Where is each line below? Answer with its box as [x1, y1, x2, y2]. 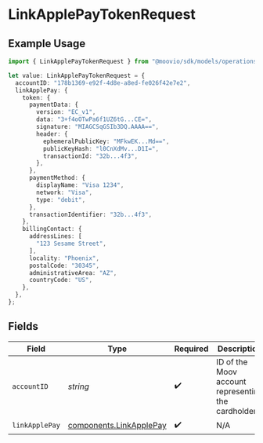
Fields [8, 320, 39, 333]
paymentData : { [28, 101, 79, 109]
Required [174, 343, 209, 354]
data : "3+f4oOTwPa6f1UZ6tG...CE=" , [36, 115, 153, 123]
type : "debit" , [36, 196, 86, 203]
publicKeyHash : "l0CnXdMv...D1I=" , [42, 145, 159, 152]
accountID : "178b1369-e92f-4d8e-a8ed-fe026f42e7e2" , [15, 79, 191, 87]
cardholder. [216, 405, 259, 416]
